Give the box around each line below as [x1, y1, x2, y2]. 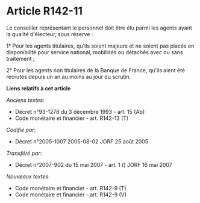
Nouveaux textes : [6, 173, 50, 180]
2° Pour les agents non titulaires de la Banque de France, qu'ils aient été [6, 66, 186, 73]
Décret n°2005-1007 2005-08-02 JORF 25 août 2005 [14, 137, 149, 145]
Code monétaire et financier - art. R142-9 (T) [14, 184, 127, 192]
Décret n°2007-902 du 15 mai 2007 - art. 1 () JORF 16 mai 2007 [14, 161, 173, 168]
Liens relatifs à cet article [6, 84, 71, 92]
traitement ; [6, 55, 35, 62]
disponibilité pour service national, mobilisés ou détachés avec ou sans [6, 48, 183, 55]
